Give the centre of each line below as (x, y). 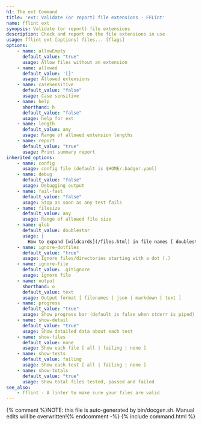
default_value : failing (52, 359)
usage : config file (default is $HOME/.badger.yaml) (90, 169)
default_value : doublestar (56, 230)
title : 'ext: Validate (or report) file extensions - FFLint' (86, 17)
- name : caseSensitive (45, 85)
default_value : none (48, 342)
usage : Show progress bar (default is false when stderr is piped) (109, 315)
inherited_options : (31, 157)
